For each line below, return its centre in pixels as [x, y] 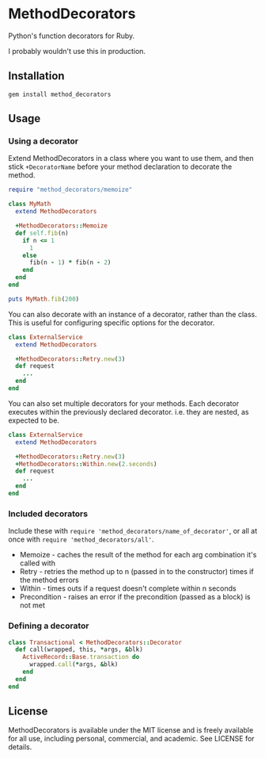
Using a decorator [44, 141]
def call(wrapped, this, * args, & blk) [79, 650]
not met [32, 605]
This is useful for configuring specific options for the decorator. [112, 323]
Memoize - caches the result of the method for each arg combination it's [138, 555]
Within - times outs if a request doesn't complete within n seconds [128, 588]
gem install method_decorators [60, 94]
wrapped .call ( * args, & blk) [74, 664]
